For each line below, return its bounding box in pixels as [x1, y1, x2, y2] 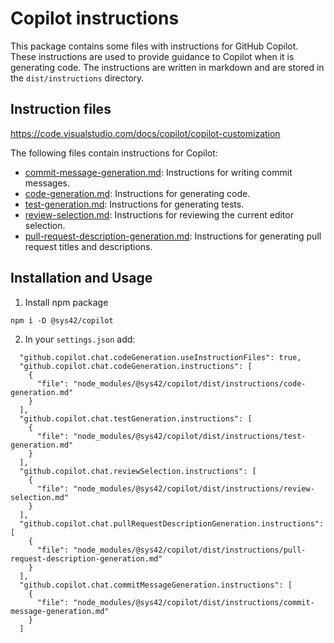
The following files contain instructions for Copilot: [10, 147, 218, 159]
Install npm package [24, 296, 109, 308]
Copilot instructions [10, 7, 180, 30]
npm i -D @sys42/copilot [10, 315, 114, 326]
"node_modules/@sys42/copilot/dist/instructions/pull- [73, 545, 307, 555]
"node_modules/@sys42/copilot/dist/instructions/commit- [73, 597, 315, 607]
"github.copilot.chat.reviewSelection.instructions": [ [19, 466, 257, 476]
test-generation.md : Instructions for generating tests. [24, 198, 245, 210]
